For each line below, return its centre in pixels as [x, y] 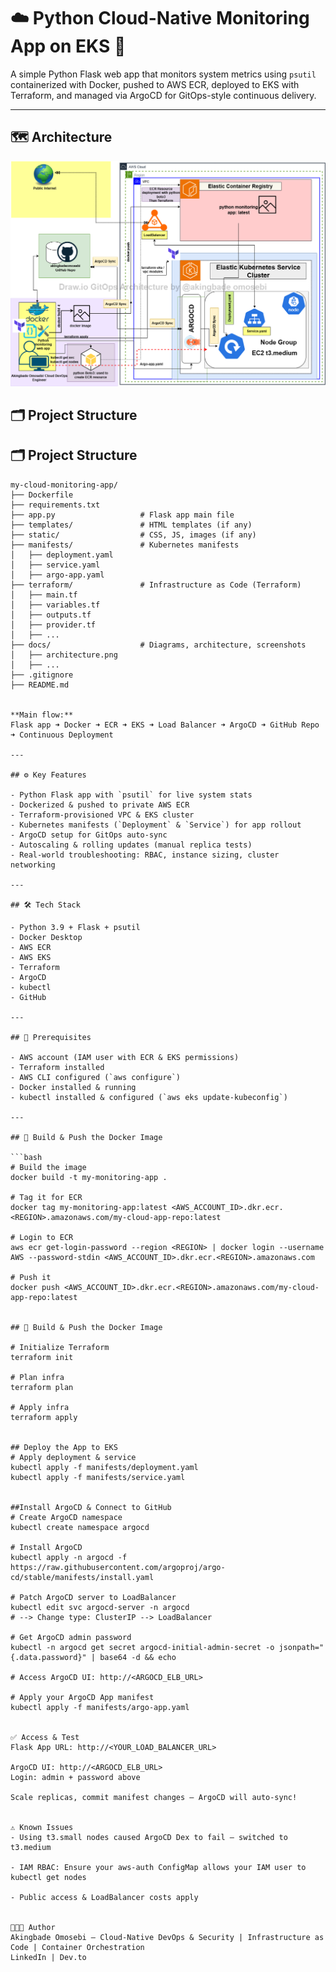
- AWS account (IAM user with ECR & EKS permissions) [125, 1057]
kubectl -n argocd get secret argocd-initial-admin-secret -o [142, 1647]
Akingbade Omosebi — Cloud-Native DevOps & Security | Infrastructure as [167, 1937]
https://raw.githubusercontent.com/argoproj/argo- [118, 1567]
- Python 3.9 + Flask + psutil [75, 927]
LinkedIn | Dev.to [48, 1957]
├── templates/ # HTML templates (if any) [131, 525]
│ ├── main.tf [44, 595]
